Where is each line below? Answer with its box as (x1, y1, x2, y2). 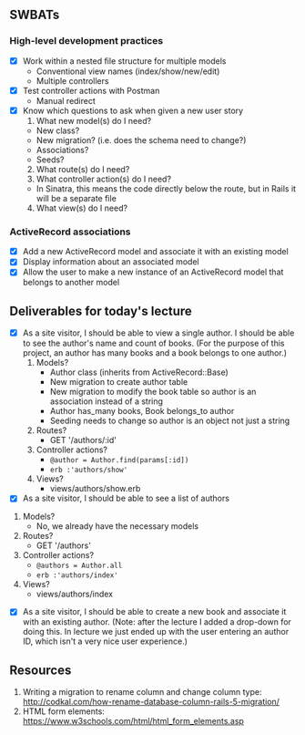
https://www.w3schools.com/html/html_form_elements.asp (22, 716, 244, 727)
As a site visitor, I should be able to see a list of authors (22, 492, 230, 504)
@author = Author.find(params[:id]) (49, 456, 189, 465)
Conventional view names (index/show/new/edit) (36, 66, 220, 77)
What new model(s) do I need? (36, 115, 152, 126)
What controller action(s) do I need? (36, 173, 171, 184)
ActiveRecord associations (9, 225, 131, 238)
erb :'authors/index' (36, 571, 118, 580)
